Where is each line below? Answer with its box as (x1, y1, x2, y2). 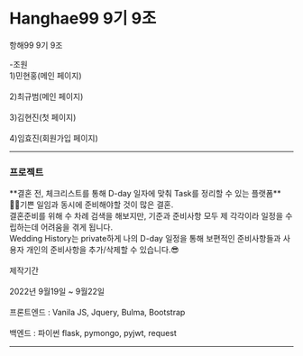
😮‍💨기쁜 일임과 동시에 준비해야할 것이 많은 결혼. (9, 199, 174, 210)
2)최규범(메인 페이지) (9, 91, 84, 102)
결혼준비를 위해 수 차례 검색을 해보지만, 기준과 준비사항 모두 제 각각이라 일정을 (9, 211, 284, 222)
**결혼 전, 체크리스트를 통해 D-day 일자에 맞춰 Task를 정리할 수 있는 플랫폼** (9, 188, 281, 199)
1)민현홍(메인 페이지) (9, 69, 82, 81)
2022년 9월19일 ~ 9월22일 (9, 286, 106, 297)
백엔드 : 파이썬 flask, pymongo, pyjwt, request (9, 328, 178, 339)
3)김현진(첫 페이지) (9, 112, 77, 123)
